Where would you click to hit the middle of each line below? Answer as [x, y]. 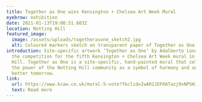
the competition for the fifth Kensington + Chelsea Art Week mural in [103, 56]
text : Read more [32, 90]
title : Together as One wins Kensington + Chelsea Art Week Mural [91, 12]
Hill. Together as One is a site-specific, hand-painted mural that [99, 62]
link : [13, 79]
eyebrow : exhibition [32, 17]
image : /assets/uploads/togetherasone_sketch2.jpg [76, 40]
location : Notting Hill [36, 28]
